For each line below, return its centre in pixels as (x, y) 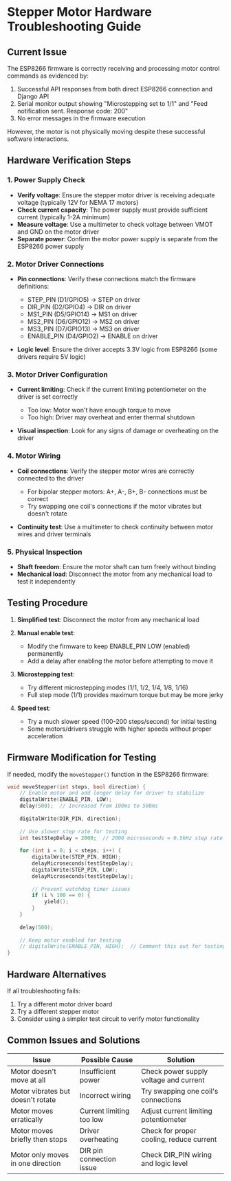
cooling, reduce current (179, 1139)
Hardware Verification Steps (69, 161)
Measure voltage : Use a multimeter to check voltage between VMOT (115, 224)
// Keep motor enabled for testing (70, 940)
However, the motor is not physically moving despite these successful (106, 132)
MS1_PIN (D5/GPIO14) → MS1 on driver (82, 314)
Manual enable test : (46, 632)
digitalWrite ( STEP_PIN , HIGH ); (77, 857)
